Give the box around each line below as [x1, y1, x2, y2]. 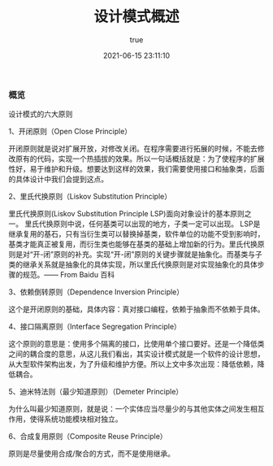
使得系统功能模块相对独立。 [29, 414, 123, 424]
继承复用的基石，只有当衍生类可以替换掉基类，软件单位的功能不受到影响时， [8, 229, 265, 239]
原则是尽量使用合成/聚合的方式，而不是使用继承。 [8, 449, 175, 459]
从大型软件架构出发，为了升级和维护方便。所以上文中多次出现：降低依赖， [8, 359, 258, 369]
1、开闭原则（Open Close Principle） [8, 127, 132, 137]
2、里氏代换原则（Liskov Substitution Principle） [8, 192, 172, 202]
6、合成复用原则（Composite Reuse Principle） [8, 432, 168, 442]
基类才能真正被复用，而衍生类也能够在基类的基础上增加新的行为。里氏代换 [8, 239, 258, 249]
